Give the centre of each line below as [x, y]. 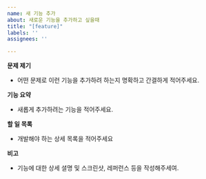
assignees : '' [28, 39]
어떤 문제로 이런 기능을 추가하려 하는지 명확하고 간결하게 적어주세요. [108, 81]
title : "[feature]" [35, 26]
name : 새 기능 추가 [31, 13]
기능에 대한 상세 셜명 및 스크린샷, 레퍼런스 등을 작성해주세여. [98, 168]
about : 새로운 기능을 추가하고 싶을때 [53, 20]
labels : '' [23, 33]
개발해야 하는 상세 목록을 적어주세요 [65, 139]
